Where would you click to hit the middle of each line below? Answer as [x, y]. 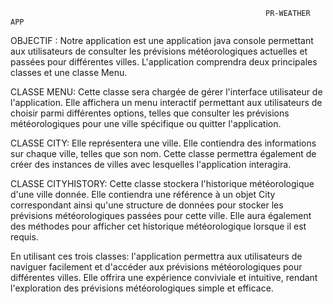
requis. [24, 237]
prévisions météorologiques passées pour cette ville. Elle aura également [161, 215]
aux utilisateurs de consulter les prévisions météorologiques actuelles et [159, 51]
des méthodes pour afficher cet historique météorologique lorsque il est [158, 226]
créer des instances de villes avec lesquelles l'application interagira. [151, 164]
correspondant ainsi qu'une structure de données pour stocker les [147, 205]
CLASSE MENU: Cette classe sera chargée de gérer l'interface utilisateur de [166, 92]
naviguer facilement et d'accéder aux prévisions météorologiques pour [156, 267]
